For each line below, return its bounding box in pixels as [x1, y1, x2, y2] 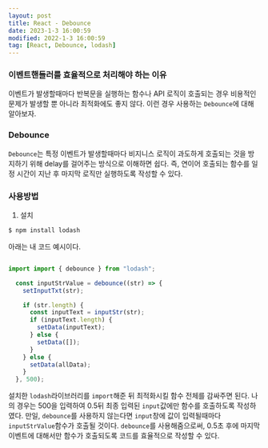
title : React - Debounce [8, 19, 91, 27]
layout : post [8, 11, 52, 20]
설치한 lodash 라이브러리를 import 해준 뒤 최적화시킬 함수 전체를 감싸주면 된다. [8, 391, 250, 401]
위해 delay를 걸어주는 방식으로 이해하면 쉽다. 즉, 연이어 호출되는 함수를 [29, 158, 250, 168]
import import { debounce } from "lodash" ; [8, 265, 156, 273]
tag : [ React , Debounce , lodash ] [8, 42, 116, 50]
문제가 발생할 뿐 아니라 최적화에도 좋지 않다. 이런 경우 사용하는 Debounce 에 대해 [8, 99, 254, 109]
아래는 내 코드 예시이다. [8, 242, 82, 251]
